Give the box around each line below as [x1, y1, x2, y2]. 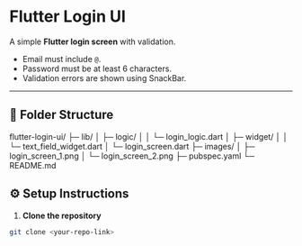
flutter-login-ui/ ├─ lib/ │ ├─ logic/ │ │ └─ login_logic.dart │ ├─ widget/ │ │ [9, 131, 289, 141]
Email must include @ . [22, 53, 102, 64]
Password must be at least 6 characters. [22, 63, 173, 74]
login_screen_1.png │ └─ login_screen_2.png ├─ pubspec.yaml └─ [9, 150, 255, 161]
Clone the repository [22, 210, 102, 221]
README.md [9, 159, 57, 170]
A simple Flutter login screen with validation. [9, 36, 176, 47]
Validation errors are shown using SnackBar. [22, 72, 187, 83]
